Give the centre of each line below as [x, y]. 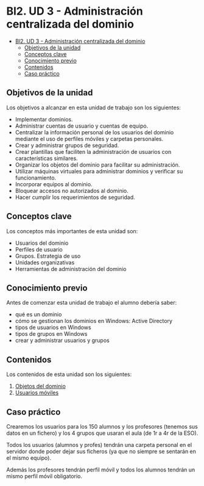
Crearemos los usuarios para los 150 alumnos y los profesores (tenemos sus [102, 426]
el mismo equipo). [29, 458]
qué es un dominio [38, 314]
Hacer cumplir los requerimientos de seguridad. [75, 197]
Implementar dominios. [44, 119]
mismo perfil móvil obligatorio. [44, 476]
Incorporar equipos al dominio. [54, 184]
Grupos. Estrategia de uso [48, 256]
